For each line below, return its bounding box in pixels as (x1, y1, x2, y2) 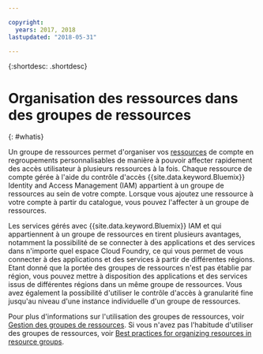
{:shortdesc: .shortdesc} (8, 61, 88, 71)
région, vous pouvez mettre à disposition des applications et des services (8, 271, 248, 281)
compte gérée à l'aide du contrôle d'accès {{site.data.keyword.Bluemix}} (8, 173, 246, 182)
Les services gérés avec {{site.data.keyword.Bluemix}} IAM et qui (8, 222, 222, 231)
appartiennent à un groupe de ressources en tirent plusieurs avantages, (8, 229, 242, 239)
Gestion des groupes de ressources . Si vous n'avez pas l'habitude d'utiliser (8, 320, 254, 330)
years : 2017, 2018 (15, 25, 77, 34)
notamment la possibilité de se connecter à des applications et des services (8, 238, 255, 248)
